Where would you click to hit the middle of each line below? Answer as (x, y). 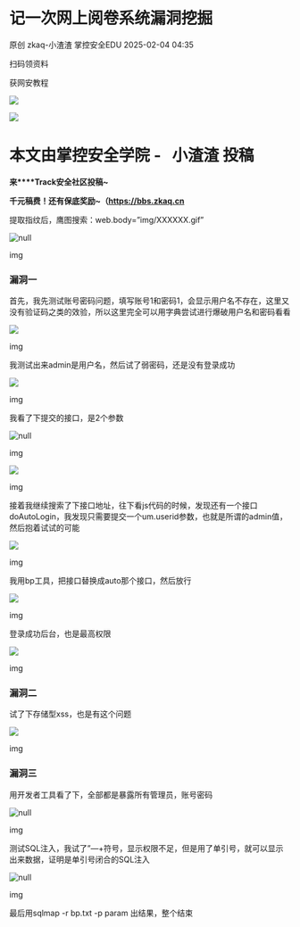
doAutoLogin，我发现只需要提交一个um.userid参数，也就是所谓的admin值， (148, 517)
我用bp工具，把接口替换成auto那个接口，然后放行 (100, 581)
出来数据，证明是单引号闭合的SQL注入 (79, 859)
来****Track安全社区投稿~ (59, 182)
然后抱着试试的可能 (45, 528)
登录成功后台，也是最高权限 (60, 633)
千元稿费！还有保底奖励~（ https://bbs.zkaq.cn (97, 201)
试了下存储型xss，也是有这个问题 (71, 714)
